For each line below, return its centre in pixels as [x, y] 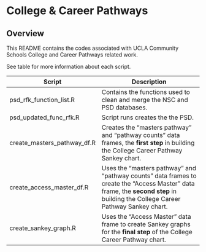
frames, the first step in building [148, 143]
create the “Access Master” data [148, 183]
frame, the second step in [139, 191]
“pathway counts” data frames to [149, 176]
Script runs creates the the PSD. [148, 117]
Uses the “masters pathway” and [149, 168]
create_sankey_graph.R [43, 228]
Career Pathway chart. [134, 239]
